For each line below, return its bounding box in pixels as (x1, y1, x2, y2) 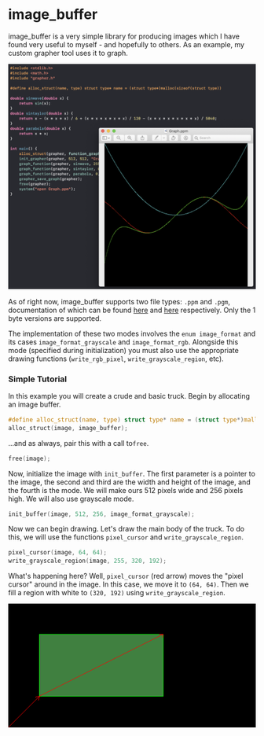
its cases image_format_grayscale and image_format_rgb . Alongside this (8, 337, 239, 347)
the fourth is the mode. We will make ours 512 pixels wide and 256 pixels (8, 485, 244, 495)
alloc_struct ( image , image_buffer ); (8, 424, 128, 432)
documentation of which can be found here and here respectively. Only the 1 (8, 305, 256, 315)
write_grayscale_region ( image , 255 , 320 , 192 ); (8, 557, 167, 565)
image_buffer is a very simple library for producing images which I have (8, 31, 240, 41)
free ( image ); (8, 454, 51, 462)
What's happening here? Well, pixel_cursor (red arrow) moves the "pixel (8, 572, 244, 581)
